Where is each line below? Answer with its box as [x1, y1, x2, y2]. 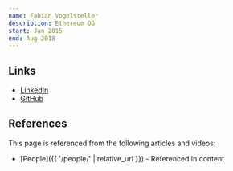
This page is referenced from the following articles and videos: [8, 138, 216, 148]
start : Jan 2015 [8, 26, 63, 35]
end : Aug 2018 [8, 34, 56, 43]
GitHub [19, 94, 44, 104]
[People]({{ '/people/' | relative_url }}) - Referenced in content [19, 153, 225, 163]
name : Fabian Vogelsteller [8, 11, 99, 20]
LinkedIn [19, 85, 49, 95]
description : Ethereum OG [8, 19, 95, 27]
